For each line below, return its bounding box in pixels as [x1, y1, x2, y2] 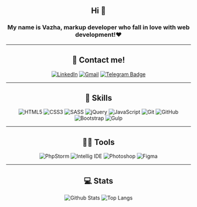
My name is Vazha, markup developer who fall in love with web [7, 23, 190, 32]
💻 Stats [84, 176, 113, 186]
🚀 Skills [84, 93, 113, 103]
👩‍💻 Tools [81, 137, 116, 147]
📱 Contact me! [72, 55, 125, 65]
